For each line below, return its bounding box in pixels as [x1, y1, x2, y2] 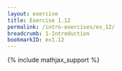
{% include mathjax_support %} [7, 56, 100, 64]
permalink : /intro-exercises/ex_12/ [7, 23, 115, 30]
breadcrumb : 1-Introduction [7, 30, 90, 37]
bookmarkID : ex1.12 [7, 37, 65, 44]
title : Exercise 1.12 [7, 17, 71, 24]
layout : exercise [7, 10, 59, 18]
